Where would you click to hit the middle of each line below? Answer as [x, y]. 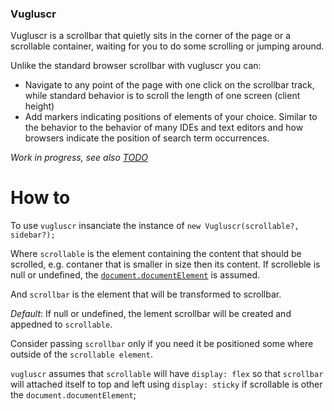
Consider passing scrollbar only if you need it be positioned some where [162, 344]
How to [40, 198]
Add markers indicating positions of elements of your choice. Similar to [171, 117]
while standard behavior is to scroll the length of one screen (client [162, 96]
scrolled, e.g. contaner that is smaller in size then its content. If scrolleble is [165, 264]
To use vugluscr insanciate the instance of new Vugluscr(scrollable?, [155, 226]
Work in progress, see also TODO [79, 158]
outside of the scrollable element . [81, 354]
